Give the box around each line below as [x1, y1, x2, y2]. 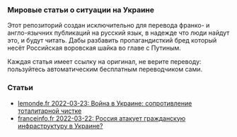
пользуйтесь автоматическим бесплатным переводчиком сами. [7, 65, 203, 74]
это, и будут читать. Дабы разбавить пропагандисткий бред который [7, 36, 217, 45]
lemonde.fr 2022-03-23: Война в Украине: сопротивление [17, 99, 192, 107]
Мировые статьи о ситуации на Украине [7, 5, 154, 15]
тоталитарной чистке [17, 106, 82, 115]
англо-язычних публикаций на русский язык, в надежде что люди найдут [7, 28, 230, 37]
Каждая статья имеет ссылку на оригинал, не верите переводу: [7, 57, 202, 66]
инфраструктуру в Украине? [17, 121, 103, 130]
